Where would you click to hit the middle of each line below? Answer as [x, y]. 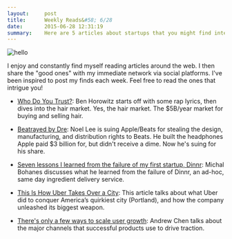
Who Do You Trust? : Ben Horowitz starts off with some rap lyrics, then [117, 102]
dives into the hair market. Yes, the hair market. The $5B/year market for [120, 108]
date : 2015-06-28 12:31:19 [55, 26]
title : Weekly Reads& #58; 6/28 [60, 20]
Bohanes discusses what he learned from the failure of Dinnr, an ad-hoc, [120, 172]
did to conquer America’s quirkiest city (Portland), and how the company [120, 200]
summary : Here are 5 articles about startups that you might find [109, 33]
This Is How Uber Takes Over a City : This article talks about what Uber [117, 193]
